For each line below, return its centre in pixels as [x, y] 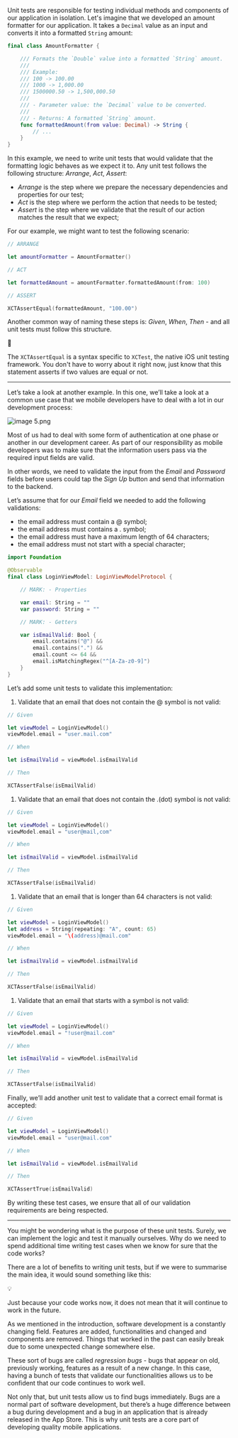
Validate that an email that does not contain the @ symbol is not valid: [119, 702]
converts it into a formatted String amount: [70, 33]
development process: [40, 407]
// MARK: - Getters [49, 622]
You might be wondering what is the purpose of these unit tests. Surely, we [117, 1231]
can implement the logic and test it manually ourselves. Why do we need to [117, 1238]
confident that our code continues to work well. [76, 1383]
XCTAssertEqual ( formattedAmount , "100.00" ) [73, 308]
